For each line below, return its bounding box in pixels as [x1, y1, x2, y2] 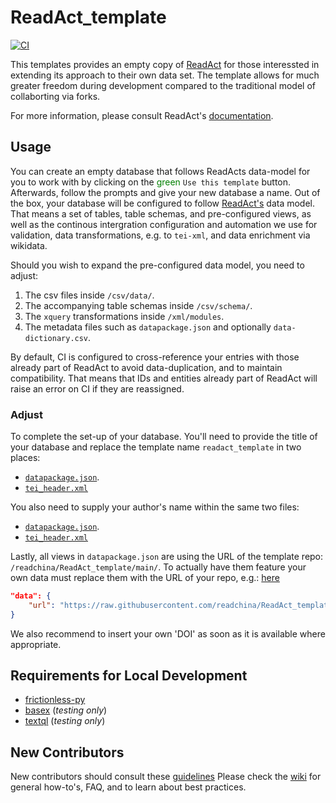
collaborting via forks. [10, 90, 101, 102]
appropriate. [10, 638, 62, 650]
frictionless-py [24, 694, 86, 706]
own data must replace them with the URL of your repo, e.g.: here [10, 572, 280, 584]
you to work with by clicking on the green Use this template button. [10, 176, 292, 188]
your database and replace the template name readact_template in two [10, 441, 302, 453]
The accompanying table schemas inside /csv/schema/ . [24, 299, 253, 311]
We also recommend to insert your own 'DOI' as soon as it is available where [10, 627, 326, 640]
